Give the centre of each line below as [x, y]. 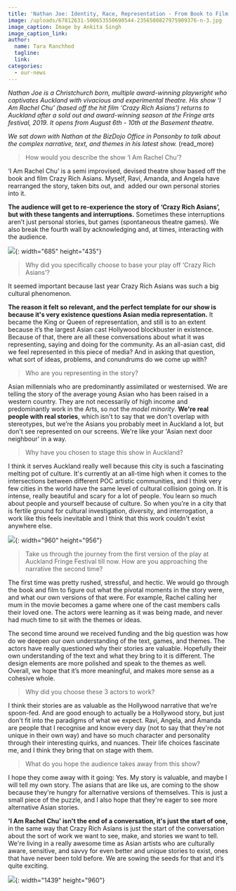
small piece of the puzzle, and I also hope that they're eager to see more [113, 800]
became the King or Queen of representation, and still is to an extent [107, 322]
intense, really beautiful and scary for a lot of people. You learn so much [112, 495]
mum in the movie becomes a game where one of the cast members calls [114, 604]
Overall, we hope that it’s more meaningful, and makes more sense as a [111, 670]
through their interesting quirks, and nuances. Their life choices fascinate [114, 743]
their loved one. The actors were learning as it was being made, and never [116, 612]
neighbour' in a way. [38, 438]
